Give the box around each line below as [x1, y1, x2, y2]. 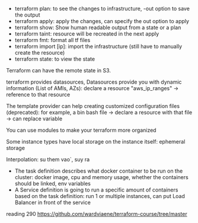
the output [14, 11, 40, 18]
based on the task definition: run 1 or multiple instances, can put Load [14, 193, 186, 199]
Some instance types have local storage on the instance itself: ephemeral [6, 138, 186, 145]
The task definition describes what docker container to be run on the [14, 167, 183, 174]
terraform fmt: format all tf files [14, 37, 91, 43]
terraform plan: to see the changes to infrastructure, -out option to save [14, 5, 190, 12]
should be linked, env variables [14, 180, 91, 187]
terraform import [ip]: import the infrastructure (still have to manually [14, 43, 183, 50]
